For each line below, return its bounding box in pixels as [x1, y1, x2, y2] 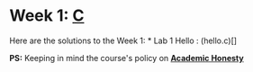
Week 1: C [9, 5, 85, 26]
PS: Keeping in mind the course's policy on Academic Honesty [9, 52, 245, 63]
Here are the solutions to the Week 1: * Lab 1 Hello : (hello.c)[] [9, 35, 237, 46]
